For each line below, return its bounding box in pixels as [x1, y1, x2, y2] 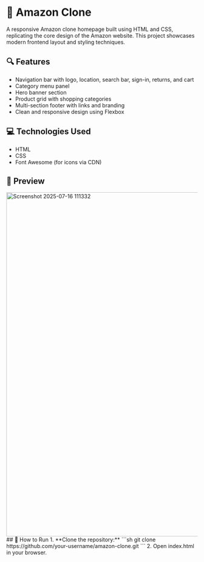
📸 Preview [6, 176, 45, 186]
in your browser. [6, 549, 47, 557]
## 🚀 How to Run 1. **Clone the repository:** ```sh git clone [6, 536, 156, 543]
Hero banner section [15, 89, 67, 96]
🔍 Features [6, 57, 50, 67]
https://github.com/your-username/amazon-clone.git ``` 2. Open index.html [6, 543, 194, 550]
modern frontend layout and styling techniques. [6, 38, 126, 45]
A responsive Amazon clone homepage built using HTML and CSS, [6, 25, 174, 33]
